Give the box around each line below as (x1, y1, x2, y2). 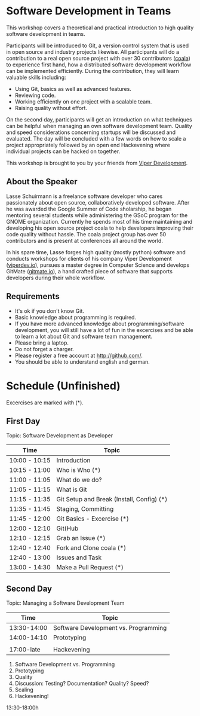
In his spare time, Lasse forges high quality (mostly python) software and (6, 248, 186, 255)
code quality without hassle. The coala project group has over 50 (6, 230, 167, 237)
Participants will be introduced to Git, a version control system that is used (6, 42, 189, 49)
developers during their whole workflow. (6, 274, 106, 281)
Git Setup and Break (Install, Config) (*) (56, 495, 168, 504)
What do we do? (56, 476, 102, 484)
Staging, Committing (56, 505, 114, 513)
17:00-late (9, 645, 41, 654)
